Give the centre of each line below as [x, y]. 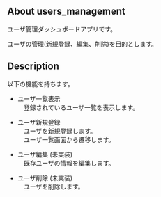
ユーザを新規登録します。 [60, 131]
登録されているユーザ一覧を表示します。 [81, 107]
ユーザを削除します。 [54, 187]
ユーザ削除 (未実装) [45, 178]
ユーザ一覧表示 [39, 98]
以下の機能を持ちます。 [41, 84]
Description [33, 66]
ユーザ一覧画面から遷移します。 [69, 139]
